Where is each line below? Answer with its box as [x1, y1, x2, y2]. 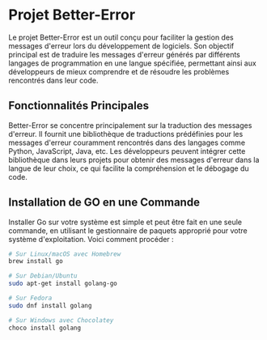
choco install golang [8, 324, 82, 332]
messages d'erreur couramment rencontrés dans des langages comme [8, 138, 245, 147]
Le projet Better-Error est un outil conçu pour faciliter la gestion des [8, 32, 234, 42]
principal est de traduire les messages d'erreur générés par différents [8, 49, 241, 59]
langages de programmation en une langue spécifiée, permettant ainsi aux [8, 58, 256, 68]
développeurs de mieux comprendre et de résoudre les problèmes [8, 66, 230, 76]
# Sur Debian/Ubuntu [8, 272, 78, 280]
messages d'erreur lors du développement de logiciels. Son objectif [8, 40, 235, 50]
